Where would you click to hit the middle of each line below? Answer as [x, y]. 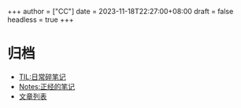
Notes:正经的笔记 [47, 86]
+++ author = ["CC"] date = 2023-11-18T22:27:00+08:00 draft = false [120, 11]
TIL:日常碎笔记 [42, 77]
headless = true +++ [41, 20]
